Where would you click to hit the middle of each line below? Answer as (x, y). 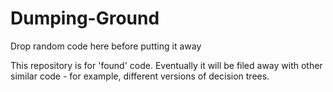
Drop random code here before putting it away (106, 46)
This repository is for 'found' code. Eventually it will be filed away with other (166, 65)
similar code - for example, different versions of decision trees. (140, 76)
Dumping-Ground (85, 18)
